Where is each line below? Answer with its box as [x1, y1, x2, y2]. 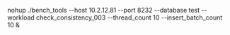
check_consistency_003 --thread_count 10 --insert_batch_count [36, 13, 223, 22]
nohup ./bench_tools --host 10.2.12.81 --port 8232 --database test [7, 6, 200, 14]
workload [7, 13, 35, 22]
